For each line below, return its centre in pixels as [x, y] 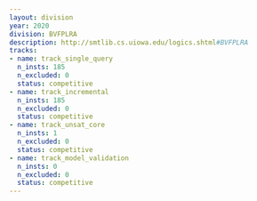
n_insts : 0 [37, 166]
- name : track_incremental [59, 92]
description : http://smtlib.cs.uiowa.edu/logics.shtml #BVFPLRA [129, 42]
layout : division [41, 17]
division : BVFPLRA [43, 34]
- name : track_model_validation [69, 158]
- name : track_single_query [61, 59]
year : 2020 [29, 26]
